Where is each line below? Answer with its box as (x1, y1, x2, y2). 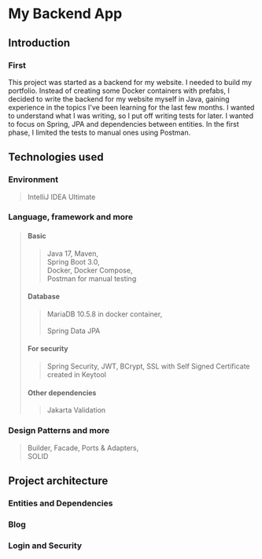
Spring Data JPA (46, 326, 101, 335)
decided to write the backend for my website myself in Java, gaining (8, 94, 230, 103)
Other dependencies (27, 387, 97, 398)
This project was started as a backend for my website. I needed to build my (8, 77, 253, 87)
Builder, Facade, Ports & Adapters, (27, 442, 139, 453)
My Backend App (8, 5, 123, 23)
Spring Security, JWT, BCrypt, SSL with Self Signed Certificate (46, 361, 250, 371)
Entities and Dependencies (8, 498, 113, 509)
